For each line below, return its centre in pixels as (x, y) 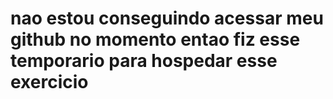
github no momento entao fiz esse (155, 39)
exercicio (49, 82)
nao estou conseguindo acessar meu (167, 18)
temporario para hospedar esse (144, 61)
